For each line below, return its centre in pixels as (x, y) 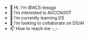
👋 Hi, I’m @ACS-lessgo (33, 8)
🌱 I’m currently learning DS (37, 18)
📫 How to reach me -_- (34, 28)
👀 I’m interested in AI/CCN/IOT (41, 13)
